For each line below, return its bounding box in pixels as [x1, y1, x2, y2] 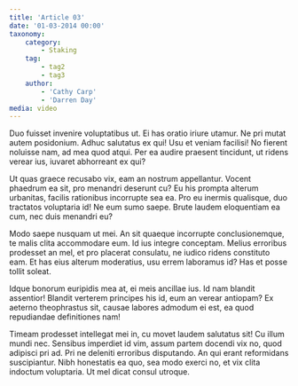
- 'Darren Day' [41, 95, 98, 105]
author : [25, 79, 53, 88]
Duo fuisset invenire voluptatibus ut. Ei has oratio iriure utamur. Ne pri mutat [9, 128, 286, 138]
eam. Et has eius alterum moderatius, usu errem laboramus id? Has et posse [9, 256, 288, 267]
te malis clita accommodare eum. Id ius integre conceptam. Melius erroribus [9, 238, 287, 248]
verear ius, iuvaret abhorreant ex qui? [9, 156, 146, 167]
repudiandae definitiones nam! [9, 311, 122, 322]
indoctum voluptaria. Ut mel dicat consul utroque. [9, 366, 191, 377]
